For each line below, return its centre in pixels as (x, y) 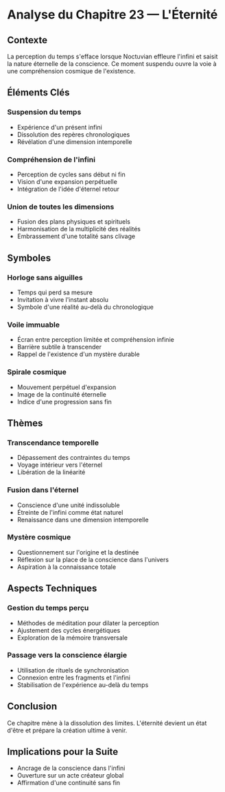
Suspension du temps (44, 112)
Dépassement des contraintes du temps (73, 458)
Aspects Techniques (52, 589)
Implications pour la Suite (63, 752)
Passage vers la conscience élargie (67, 655)
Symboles (29, 258)
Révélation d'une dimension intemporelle (74, 141)
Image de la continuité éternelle (61, 394)
